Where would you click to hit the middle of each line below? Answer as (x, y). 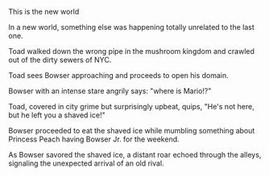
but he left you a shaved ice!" (57, 115)
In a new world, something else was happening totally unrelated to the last (132, 27)
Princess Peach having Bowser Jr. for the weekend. (94, 139)
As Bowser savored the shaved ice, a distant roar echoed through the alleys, (135, 155)
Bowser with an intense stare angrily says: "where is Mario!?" (110, 91)
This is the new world (44, 12)
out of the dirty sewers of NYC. (60, 60)
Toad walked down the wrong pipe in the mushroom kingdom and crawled (132, 51)
